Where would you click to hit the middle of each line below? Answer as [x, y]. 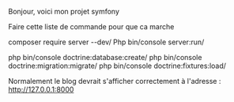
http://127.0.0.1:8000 [41, 89]
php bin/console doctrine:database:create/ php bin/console [105, 57]
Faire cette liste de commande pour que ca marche [91, 26]
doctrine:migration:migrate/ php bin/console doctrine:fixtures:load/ [117, 66]
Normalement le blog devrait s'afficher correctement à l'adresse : [115, 81]
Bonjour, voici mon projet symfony [64, 11]
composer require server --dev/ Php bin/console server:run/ [106, 42]
